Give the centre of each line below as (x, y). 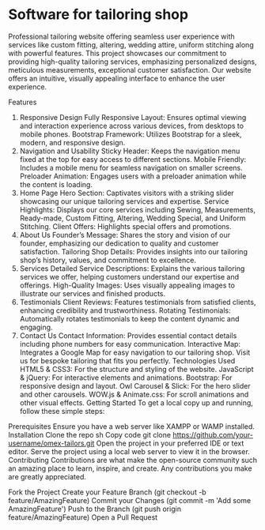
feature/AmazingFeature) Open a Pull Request (83, 517)
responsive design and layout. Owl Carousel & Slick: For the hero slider (135, 385)
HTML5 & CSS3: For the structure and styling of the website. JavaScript (136, 369)
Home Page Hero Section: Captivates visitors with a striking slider (127, 193)
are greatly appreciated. (47, 476)
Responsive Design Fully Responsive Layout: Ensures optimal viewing (133, 117)
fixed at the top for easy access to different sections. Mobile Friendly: (133, 159)
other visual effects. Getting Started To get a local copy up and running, (136, 402)
